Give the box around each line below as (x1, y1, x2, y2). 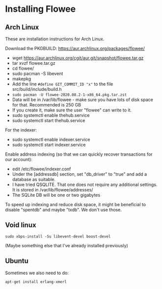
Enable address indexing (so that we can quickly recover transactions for (5, 151, 153, 157)
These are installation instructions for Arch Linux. (5, 36, 105, 42)
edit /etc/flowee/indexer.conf (12, 166, 71, 172)
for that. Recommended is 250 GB (12, 102, 81, 107)
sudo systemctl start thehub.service (12, 118, 85, 123)
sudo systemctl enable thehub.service (12, 112, 90, 118)
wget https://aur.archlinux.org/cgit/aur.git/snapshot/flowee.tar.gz (12, 55, 144, 61)
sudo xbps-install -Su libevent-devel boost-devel (5, 234, 111, 239)
